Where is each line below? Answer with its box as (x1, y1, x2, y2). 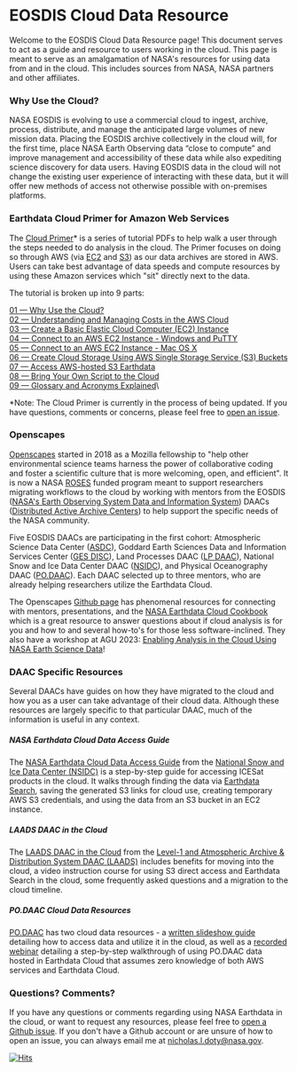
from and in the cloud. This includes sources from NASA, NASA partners (9, 63, 274, 74)
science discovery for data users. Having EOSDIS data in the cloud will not (9, 161, 281, 173)
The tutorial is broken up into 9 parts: (9, 287, 145, 298)
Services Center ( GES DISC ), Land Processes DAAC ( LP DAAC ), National (9, 551, 275, 562)
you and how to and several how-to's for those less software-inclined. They (9, 625, 286, 635)
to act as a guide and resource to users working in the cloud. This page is (9, 43, 277, 54)
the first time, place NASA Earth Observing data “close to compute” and (9, 143, 271, 154)
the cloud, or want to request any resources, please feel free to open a (9, 1017, 268, 1028)
